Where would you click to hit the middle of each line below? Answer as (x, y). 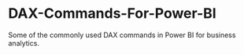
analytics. (24, 43)
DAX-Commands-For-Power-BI (112, 14)
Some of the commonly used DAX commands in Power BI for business (122, 35)
